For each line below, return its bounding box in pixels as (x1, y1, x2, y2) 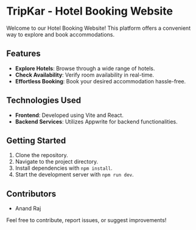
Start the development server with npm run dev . (15, 171, 134, 178)
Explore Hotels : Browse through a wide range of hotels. (15, 64, 155, 72)
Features (6, 49, 41, 59)
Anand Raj (15, 205, 41, 212)
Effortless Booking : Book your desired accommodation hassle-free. (15, 77, 186, 85)
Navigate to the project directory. (15, 158, 99, 166)
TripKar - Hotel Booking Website (6, 4, 173, 18)
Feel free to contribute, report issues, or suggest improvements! (6, 217, 167, 224)
